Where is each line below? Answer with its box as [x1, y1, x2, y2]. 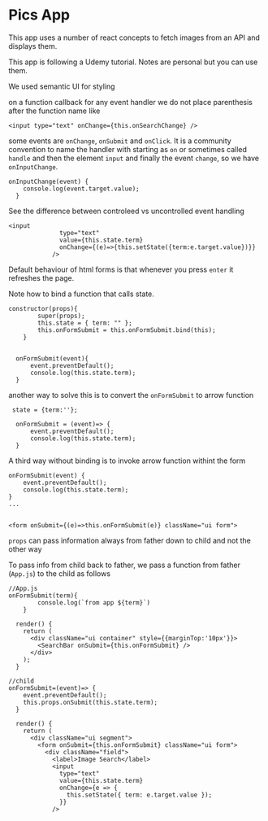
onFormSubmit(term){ [8, 592, 79, 600]
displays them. [8, 41, 58, 50]
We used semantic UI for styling [8, 81, 115, 91]
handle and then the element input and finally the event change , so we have [8, 153, 260, 163]
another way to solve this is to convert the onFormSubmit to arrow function [8, 390, 254, 400]
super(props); [37, 312, 85, 320]
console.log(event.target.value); [23, 185, 140, 193]
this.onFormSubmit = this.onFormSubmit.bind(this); [37, 325, 217, 334]
